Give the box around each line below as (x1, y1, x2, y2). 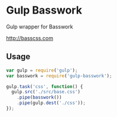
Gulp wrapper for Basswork (6, 23, 73, 30)
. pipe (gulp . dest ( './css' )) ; (17, 100, 86, 106)
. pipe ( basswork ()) (17, 95, 62, 100)
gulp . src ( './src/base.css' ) (11, 89, 81, 95)
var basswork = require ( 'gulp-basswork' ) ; (6, 73, 112, 79)
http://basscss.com (6, 34, 53, 41)
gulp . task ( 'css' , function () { (6, 83, 83, 89)
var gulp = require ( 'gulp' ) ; (6, 67, 78, 73)
